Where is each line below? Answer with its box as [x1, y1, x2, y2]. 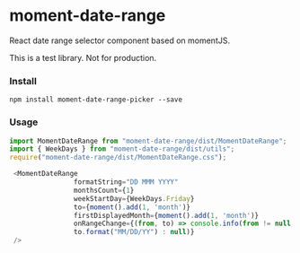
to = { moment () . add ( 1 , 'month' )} [73, 203, 191, 212]
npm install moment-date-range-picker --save [9, 95, 182, 104]
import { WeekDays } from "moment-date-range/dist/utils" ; [9, 144, 235, 153]
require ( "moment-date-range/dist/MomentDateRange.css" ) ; [9, 153, 227, 162]
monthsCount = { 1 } [73, 186, 135, 195]
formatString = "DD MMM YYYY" [73, 178, 179, 187]
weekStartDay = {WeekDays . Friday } [73, 194, 195, 203]
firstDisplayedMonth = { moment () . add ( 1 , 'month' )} [73, 211, 259, 220]
